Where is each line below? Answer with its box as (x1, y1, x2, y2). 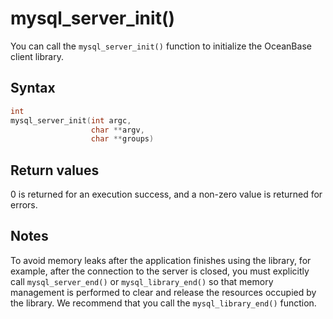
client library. (10, 50, 64, 62)
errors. (10, 199, 38, 211)
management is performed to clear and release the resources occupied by (10, 286, 317, 298)
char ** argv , (90, 125, 145, 135)
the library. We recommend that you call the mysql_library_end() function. (10, 297, 317, 309)
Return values (10, 162, 100, 179)
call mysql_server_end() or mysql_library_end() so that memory (10, 275, 274, 287)
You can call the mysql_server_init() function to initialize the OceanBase (10, 40, 312, 52)
